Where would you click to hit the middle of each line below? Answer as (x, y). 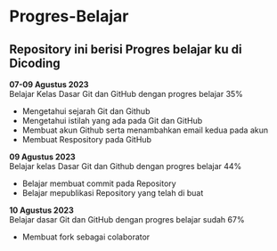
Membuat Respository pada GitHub (86, 139)
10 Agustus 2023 (41, 210)
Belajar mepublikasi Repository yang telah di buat (113, 193)
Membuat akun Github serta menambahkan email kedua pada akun (145, 130)
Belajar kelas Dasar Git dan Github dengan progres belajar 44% (126, 166)
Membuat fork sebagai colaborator (86, 237)
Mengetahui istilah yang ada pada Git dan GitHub (112, 121)
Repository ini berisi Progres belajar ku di (126, 49)
